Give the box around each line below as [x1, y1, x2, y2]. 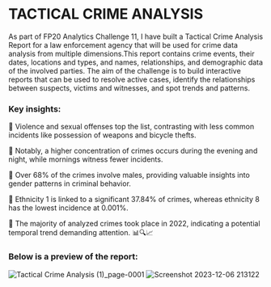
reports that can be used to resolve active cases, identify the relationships [8, 74, 256, 84]
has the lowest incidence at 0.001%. [8, 203, 129, 213]
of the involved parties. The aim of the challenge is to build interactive [8, 65, 241, 75]
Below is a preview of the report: [8, 251, 139, 263]
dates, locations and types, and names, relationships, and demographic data [8, 57, 264, 67]
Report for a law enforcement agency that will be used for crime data [8, 40, 239, 49]
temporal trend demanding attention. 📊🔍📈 [8, 228, 154, 238]
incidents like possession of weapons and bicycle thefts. [8, 130, 197, 140]
